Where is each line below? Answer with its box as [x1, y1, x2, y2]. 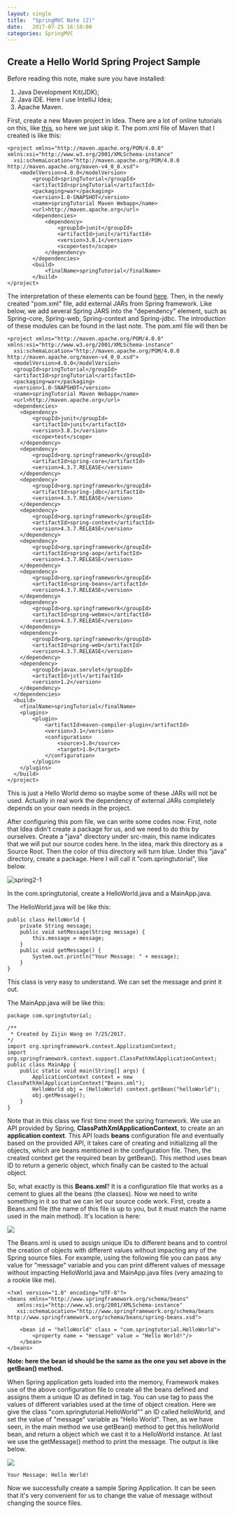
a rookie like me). [7, 1276, 57, 1284]
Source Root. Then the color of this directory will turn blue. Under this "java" [7, 847, 227, 855]
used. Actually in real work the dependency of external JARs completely [7, 797, 215, 805]
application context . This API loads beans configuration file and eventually [7, 1131, 225, 1140]
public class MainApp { [7, 1061, 77, 1068]
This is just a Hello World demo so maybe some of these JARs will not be [7, 789, 218, 797]
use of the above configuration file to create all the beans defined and [7, 1385, 208, 1394]
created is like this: [7, 131, 62, 140]
